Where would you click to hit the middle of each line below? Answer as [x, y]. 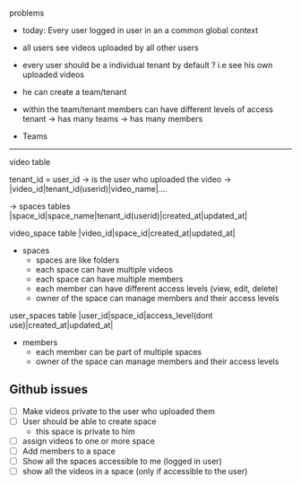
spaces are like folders [77, 260]
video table [30, 162]
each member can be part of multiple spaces [119, 352]
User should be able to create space [89, 421]
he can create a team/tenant [74, 92]
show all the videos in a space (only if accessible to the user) [135, 472]
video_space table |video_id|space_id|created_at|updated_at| [122, 233]
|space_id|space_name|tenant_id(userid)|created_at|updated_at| [129, 216]
